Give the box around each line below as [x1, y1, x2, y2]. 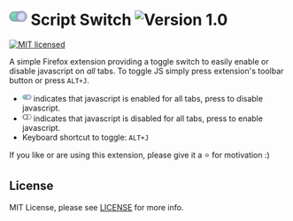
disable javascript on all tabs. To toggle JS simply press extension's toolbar [9, 65, 284, 76]
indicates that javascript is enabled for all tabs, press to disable [33, 93, 264, 103]
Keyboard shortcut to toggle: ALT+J [21, 132, 149, 142]
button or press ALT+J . [9, 74, 90, 86]
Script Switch [30, 10, 132, 30]
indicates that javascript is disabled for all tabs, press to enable [33, 113, 264, 124]
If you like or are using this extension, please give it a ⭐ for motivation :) [9, 149, 270, 160]
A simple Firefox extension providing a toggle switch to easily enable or [9, 56, 269, 66]
